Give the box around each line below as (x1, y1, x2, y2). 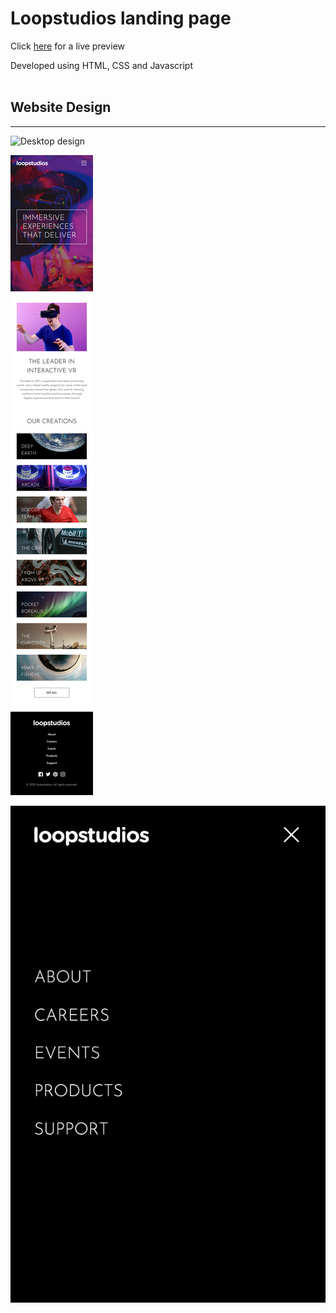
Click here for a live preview (10, 40, 125, 52)
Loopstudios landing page (10, 7, 232, 30)
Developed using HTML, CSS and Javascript (10, 59, 194, 71)
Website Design (10, 99, 112, 116)
